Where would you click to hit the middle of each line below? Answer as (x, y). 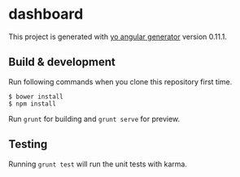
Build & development (62, 62)
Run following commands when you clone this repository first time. (120, 81)
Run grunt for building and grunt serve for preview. (94, 119)
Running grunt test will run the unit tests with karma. (98, 164)
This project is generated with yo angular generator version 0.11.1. (118, 37)
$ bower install (36, 97)
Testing (28, 144)
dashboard (46, 14)
